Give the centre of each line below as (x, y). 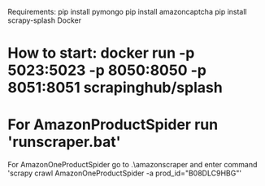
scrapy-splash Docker (45, 20)
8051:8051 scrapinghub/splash (115, 88)
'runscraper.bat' (64, 142)
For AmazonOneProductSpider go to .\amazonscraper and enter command (132, 165)
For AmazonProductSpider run (113, 125)
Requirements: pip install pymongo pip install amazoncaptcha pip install (127, 12)
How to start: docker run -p (101, 53)
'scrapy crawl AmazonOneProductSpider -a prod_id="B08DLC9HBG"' (124, 173)
